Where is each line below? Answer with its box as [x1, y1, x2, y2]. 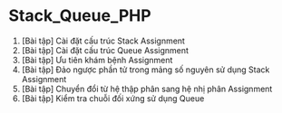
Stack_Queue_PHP [8, 5, 151, 26]
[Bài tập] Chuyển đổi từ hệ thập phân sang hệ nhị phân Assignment [21, 83, 273, 94]
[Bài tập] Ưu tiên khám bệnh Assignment [21, 54, 173, 65]
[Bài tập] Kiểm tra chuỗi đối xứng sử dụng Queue [21, 92, 205, 104]
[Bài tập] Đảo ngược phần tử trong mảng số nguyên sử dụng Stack [21, 64, 270, 75]
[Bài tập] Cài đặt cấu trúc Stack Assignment [21, 35, 185, 46]
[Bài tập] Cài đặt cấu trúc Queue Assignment [21, 44, 190, 55]
